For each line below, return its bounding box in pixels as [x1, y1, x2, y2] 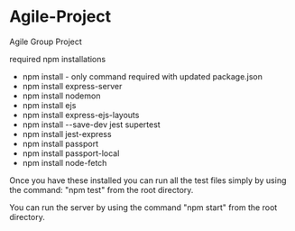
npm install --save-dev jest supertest [22, 119, 161, 130]
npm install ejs [22, 99, 77, 110]
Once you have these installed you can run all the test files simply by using [9, 174, 287, 186]
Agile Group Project [9, 36, 83, 47]
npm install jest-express [22, 128, 112, 139]
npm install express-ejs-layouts [22, 109, 140, 120]
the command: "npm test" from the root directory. [9, 184, 194, 195]
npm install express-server [22, 80, 123, 91]
